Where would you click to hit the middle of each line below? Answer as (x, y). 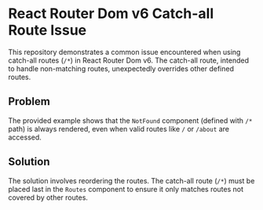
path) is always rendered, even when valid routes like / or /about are (119, 129)
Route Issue (47, 30)
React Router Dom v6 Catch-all (111, 14)
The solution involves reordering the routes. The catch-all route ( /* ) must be (131, 180)
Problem (29, 101)
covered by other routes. (48, 197)
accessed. (25, 137)
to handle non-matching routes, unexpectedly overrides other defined (121, 68)
